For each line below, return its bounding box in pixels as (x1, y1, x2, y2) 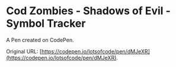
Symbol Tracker (6, 17, 86, 30)
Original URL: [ (6, 47, 42, 55)
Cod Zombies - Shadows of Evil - (6, 4, 171, 18)
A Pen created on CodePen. (6, 36, 74, 43)
